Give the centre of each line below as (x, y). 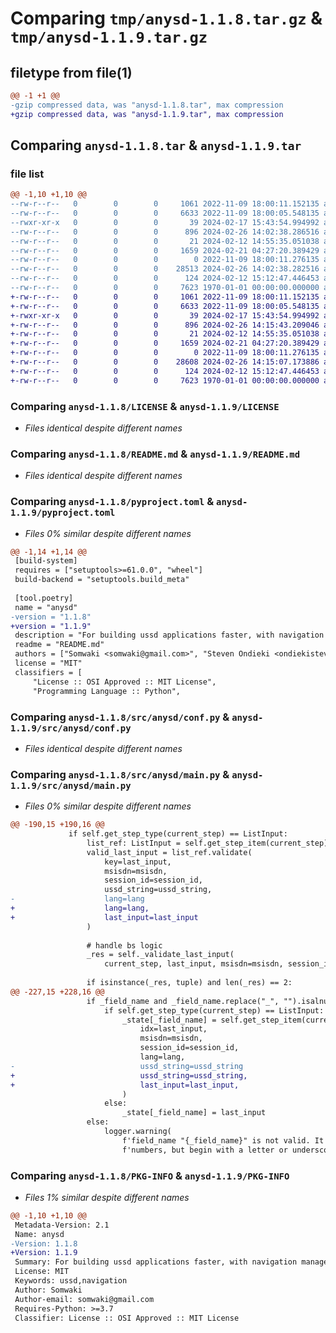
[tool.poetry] (44, 598)
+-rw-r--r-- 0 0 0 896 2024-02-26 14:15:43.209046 (165, 325)
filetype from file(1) (71, 72)
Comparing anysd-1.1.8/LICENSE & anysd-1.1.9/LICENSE (145, 406)
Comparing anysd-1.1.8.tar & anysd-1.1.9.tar (156, 145)
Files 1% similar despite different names (107, 1197)
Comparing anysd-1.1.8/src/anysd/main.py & (120, 774)
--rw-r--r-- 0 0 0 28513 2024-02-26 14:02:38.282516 (165, 269)
